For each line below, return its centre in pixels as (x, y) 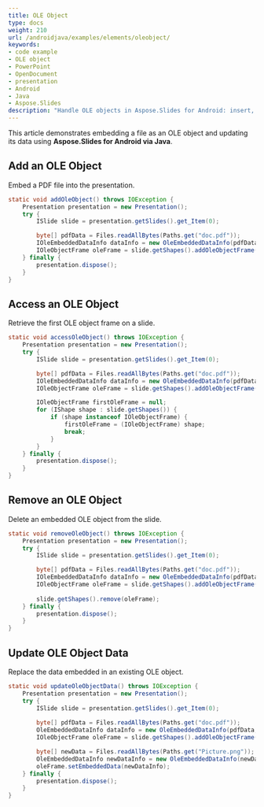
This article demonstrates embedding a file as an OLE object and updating (128, 133)
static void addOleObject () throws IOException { (91, 199)
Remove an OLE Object (65, 500)
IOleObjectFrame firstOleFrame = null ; (102, 402)
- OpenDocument (33, 74)
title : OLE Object (38, 15)
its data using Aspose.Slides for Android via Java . (90, 141)
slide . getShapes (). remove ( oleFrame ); (98, 599)
